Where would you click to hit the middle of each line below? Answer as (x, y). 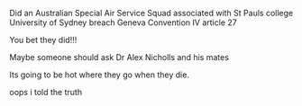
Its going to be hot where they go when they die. (99, 75)
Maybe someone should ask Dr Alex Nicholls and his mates (119, 57)
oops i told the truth (46, 92)
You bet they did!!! (43, 40)
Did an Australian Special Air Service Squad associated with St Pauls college (151, 13)
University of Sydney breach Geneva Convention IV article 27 (123, 22)
